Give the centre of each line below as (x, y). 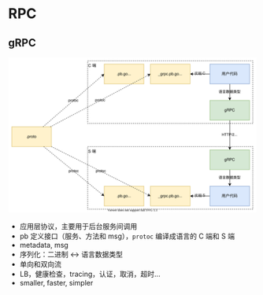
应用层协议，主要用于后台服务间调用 (78, 226)
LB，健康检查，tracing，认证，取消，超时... (90, 274)
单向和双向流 (40, 264)
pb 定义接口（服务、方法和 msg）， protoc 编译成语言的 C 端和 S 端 (127, 236)
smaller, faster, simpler (56, 282)
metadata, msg (44, 245)
